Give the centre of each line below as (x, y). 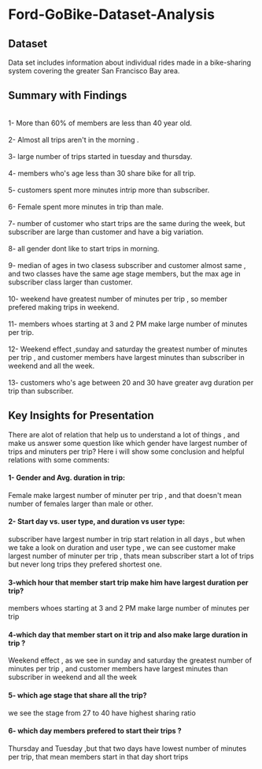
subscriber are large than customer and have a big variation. (106, 232)
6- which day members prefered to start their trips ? (95, 731)
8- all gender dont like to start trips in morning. (84, 248)
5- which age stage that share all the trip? (77, 696)
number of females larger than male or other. (81, 503)
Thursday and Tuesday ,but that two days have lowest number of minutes (127, 748)
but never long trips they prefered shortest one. (85, 564)
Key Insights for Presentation (81, 416)
